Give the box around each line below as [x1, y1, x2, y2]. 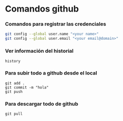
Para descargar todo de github [5, 100, 79, 107]
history [5, 59, 21, 63]
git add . [5, 81, 25, 86]
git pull [5, 111, 23, 117]
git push [5, 89, 23, 94]
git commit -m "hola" [5, 85, 49, 90]
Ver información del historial [5, 47, 74, 54]
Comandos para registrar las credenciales [5, 21, 106, 28]
